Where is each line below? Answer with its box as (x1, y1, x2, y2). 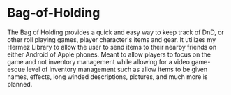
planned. (7, 80, 33, 88)
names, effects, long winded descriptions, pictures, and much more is (7, 72, 208, 81)
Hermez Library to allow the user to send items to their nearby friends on (7, 43, 217, 51)
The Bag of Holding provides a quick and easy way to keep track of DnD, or (7, 28, 225, 36)
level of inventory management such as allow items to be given (27, 65, 208, 73)
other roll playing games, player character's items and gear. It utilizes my (7, 35, 216, 43)
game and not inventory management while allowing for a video (7, 57, 191, 66)
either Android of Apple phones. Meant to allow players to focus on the (7, 50, 211, 59)
